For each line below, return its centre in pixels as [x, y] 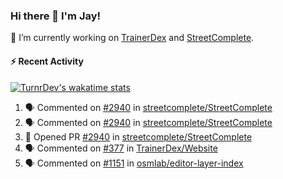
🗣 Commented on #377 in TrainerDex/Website [121, 148]
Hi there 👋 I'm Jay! [56, 16]
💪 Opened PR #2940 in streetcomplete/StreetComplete [138, 136]
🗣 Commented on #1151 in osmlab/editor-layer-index [134, 163]
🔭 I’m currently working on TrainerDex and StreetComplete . [132, 38]
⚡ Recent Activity [47, 61]
